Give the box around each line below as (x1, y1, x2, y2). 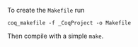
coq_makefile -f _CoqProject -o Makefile (7, 20, 132, 27)
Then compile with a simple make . (7, 32, 104, 40)
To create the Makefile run (7, 6, 85, 14)
